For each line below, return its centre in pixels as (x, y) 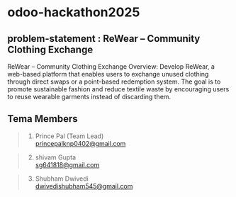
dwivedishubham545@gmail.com (84, 186)
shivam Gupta (56, 157)
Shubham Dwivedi (62, 179)
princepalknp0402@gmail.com (80, 143)
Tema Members (43, 119)
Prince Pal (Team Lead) (69, 136)
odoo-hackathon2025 (74, 12)
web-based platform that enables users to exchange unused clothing (108, 74)
